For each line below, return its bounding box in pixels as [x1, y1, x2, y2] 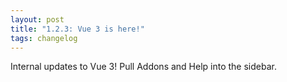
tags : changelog [10, 33, 78, 43]
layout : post [10, 14, 65, 25]
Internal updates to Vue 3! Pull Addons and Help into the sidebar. [10, 61, 277, 73]
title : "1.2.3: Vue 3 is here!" [10, 24, 145, 34]
